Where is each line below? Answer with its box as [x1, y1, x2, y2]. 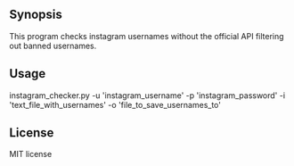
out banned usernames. [9, 40, 97, 51]
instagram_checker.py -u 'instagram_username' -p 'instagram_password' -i [9, 89, 286, 101]
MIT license [9, 149, 53, 160]
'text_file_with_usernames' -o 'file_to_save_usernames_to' [9, 99, 221, 110]
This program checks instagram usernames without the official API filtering [9, 30, 284, 41]
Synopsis [9, 7, 62, 22]
